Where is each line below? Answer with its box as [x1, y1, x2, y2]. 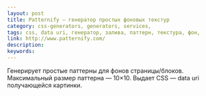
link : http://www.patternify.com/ [7, 35, 106, 42]
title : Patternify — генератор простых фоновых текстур [7, 16, 170, 23]
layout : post [7, 10, 44, 17]
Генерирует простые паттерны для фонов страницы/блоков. [7, 66, 184, 75]
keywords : [7, 48, 36, 55]
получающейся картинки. [7, 81, 82, 89]
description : [7, 42, 44, 48]
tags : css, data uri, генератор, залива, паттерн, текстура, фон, [7, 29, 201, 36]
